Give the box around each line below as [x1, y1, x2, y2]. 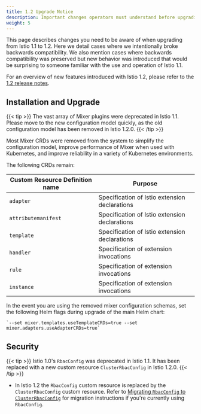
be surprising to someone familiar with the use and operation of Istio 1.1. [6, 62, 183, 69]
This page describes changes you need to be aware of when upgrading [6, 36, 182, 44]
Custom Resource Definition [10, 176, 93, 184]
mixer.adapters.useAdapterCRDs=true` [6, 325, 100, 331]
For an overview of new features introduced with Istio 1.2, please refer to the [6, 73, 194, 81]
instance [9, 284, 34, 291]
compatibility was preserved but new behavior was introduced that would [6, 55, 187, 63]
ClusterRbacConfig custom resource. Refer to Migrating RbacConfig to [14, 388, 186, 395]
